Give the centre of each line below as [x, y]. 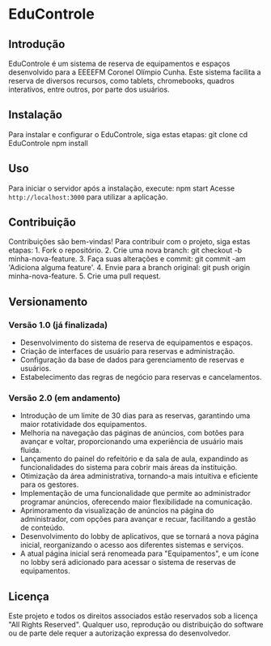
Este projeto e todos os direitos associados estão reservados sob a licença [133, 616]
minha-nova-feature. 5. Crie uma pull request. [85, 276]
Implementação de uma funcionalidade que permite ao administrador [135, 493]
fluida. [31, 450]
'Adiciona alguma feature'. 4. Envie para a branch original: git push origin [129, 268]
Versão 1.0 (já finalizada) [58, 325]
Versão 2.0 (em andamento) [65, 398]
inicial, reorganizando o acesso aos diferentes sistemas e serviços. [132, 545]
